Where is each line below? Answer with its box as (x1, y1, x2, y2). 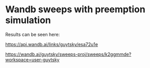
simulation (5, 14, 51, 26)
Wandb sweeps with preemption (5, 4, 145, 15)
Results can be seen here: (5, 31, 60, 37)
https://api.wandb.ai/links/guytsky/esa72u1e (5, 41, 98, 47)
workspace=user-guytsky (5, 56, 60, 62)
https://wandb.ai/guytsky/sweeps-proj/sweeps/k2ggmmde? (5, 51, 132, 57)
